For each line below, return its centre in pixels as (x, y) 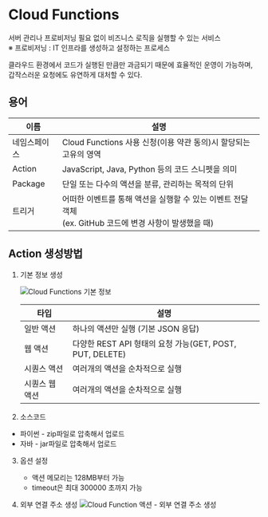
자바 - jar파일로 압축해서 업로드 (68, 444)
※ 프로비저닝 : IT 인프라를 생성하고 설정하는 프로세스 (89, 47)
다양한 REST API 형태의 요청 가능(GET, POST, (154, 343)
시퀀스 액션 (43, 369)
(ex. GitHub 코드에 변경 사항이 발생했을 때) (138, 223)
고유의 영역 (81, 154)
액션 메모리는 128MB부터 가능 (78, 477)
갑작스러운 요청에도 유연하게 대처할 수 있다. (75, 74)
